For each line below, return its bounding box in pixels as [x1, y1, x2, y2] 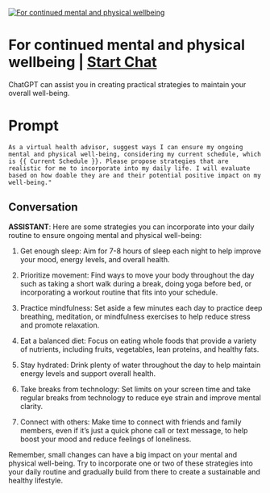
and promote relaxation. [19, 320, 100, 330]
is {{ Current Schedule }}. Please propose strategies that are [8, 157, 229, 165]
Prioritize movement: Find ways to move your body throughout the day [19, 270, 255, 280]
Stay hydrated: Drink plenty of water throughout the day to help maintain [19, 360, 261, 370]
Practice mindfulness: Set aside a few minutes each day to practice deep [19, 303, 263, 312]
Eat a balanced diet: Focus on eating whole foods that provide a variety [19, 336, 257, 345]
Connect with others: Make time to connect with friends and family [19, 416, 242, 427]
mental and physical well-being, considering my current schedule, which [8, 150, 262, 158]
